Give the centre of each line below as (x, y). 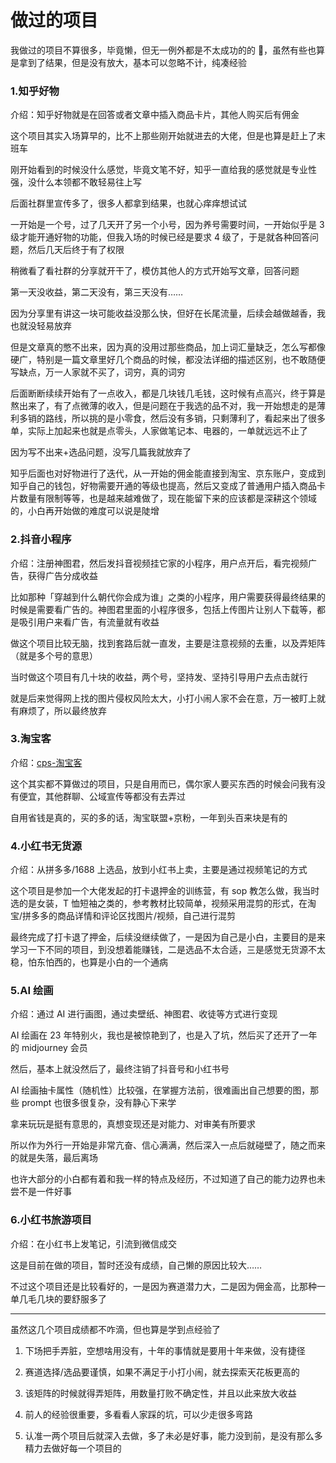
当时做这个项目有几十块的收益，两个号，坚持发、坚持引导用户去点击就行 (159, 677)
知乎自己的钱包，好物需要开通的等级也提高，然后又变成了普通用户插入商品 (163, 486)
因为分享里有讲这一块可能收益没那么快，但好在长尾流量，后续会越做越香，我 (168, 313)
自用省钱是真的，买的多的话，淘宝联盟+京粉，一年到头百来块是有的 (149, 817)
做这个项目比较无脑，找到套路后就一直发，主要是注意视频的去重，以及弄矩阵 (168, 643)
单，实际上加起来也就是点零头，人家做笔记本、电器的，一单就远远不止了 (159, 431)
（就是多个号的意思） (54, 655)
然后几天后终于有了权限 (76, 250)
